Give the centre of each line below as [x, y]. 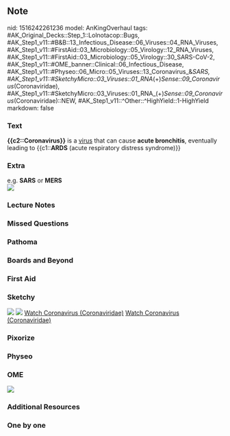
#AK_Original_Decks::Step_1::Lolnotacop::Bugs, [74, 35]
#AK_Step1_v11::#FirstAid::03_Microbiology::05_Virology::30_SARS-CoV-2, [111, 57]
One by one [27, 426]
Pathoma [22, 242]
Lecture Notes [31, 205]
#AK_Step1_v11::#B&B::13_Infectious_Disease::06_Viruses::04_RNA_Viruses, [113, 42]
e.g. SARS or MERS [35, 180]
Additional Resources [43, 407]
